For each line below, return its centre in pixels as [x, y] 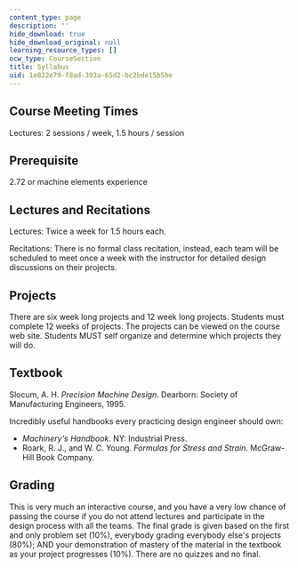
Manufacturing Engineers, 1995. [68, 404]
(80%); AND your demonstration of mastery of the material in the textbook [145, 544]
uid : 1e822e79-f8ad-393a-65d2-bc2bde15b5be [91, 76]
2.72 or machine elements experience [79, 182]
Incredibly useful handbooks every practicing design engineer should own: [146, 421]
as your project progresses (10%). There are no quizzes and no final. [135, 554]
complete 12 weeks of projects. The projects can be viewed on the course [145, 326]
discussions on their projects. [63, 268]
